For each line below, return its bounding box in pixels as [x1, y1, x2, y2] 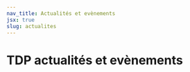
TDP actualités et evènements [6, 52, 183, 68]
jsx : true [6, 16, 35, 23]
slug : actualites [6, 23, 57, 29]
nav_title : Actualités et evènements [6, 10, 116, 17]
